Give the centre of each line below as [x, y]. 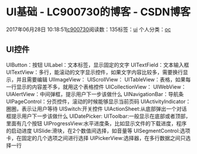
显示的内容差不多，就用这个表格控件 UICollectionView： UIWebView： [101, 87]
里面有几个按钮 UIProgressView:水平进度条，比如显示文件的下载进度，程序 [96, 123]
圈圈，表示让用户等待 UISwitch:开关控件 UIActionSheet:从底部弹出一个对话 [96, 108]
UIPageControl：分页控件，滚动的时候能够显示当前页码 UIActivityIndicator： [98, 101]
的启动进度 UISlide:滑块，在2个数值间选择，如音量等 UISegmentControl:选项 [98, 131]
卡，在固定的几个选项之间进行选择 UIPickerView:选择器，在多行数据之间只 [96, 138]
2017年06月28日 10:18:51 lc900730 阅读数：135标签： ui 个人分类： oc [89, 29]
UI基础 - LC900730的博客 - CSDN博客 [98, 12]
